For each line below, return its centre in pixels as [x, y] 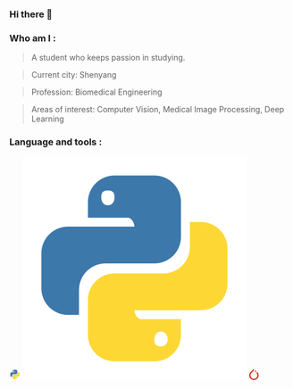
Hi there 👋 [31, 14]
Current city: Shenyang [74, 75]
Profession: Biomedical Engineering [96, 92]
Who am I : [33, 37]
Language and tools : [56, 142]
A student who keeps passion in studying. [108, 58]
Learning [47, 119]
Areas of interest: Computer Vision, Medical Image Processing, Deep [158, 110]
